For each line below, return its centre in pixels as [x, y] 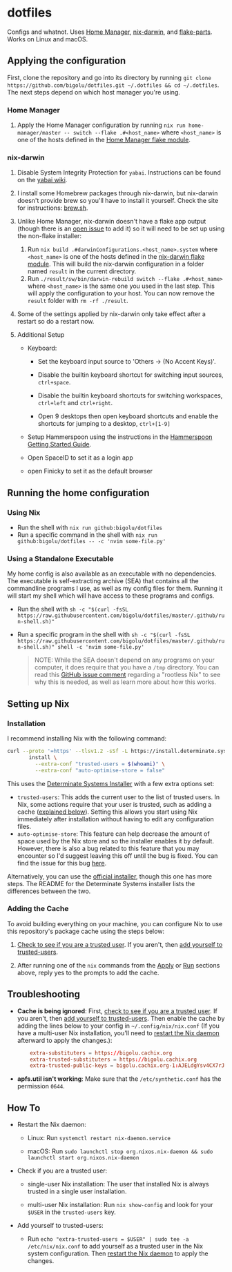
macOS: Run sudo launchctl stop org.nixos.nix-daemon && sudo [120, 1151]
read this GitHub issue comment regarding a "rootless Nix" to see [127, 675]
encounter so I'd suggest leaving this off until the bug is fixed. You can [117, 855]
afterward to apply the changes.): [65, 1040]
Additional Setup [41, 335]
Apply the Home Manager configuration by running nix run [101, 125]
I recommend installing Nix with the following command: [87, 738]
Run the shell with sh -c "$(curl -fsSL [73, 609]
